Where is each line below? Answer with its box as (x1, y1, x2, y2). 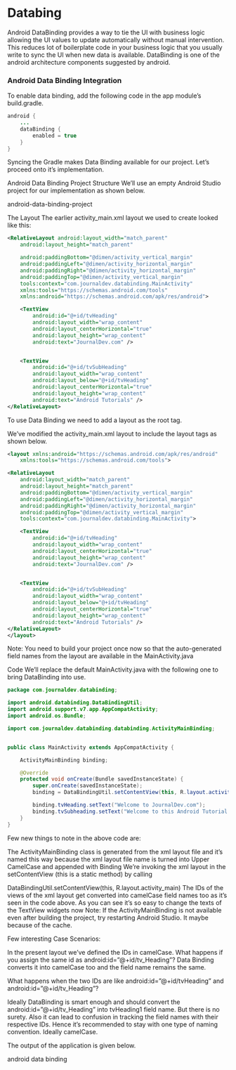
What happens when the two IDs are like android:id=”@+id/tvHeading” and (7, 977, 224, 985)
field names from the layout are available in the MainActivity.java (7, 652, 194, 660)
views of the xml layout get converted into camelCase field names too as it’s (7, 891, 228, 899)
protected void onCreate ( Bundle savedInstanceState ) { (20, 776, 184, 783)
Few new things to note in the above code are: (7, 834, 141, 842)
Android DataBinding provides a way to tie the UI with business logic (7, 28, 205, 37)
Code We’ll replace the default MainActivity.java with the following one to (7, 665, 219, 674)
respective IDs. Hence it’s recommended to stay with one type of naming (7, 1020, 218, 1029)
